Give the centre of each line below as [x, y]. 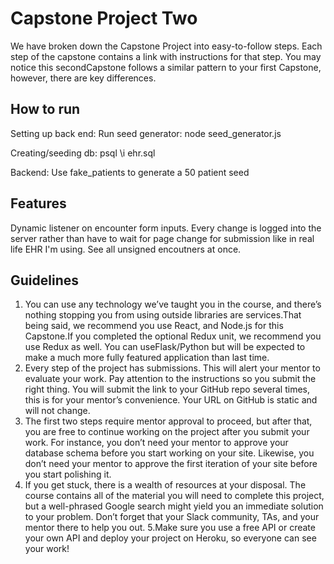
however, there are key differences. [83, 78]
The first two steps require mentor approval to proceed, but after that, [168, 421]
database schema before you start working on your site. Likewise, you [169, 453]
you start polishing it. [68, 474]
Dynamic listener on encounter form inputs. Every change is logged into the [166, 228]
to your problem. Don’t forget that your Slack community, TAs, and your [172, 517]
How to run [45, 109]
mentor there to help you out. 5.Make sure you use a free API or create [170, 528]
